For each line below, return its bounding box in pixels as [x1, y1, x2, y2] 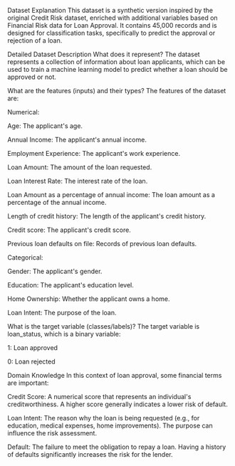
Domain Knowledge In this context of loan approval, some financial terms [7, 371, 222, 379]
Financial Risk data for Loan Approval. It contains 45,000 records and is [7, 21, 217, 29]
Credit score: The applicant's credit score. [7, 226, 132, 234]
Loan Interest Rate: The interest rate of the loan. [7, 177, 148, 185]
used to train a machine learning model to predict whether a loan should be [7, 65, 228, 73]
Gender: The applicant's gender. [7, 267, 103, 275]
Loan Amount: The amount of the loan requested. [7, 163, 152, 171]
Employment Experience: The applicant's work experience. [7, 149, 180, 157]
